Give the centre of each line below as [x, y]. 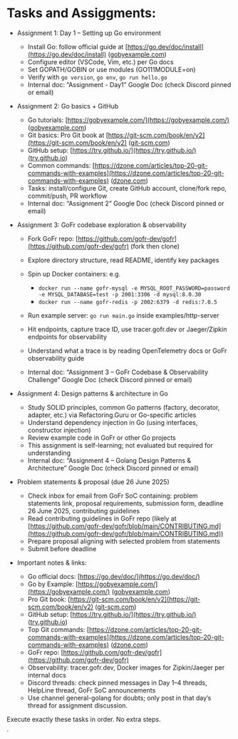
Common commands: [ [61, 165]
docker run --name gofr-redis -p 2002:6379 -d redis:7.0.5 [128, 302]
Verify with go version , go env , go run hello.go [98, 77]
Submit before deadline [62, 548]
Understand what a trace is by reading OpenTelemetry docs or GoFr [127, 351]
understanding [49, 453]
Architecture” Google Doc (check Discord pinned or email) [113, 468]
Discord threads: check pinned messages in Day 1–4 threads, [117, 683]
